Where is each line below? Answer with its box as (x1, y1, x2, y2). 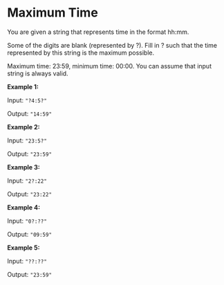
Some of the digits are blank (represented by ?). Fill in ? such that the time (7, 41, 218, 49)
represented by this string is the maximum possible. (7, 48, 155, 57)
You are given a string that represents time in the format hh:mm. (7, 28, 189, 36)
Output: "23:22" (7, 190, 53, 198)
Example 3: (7, 163, 40, 171)
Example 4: (7, 203, 40, 212)
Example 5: (7, 243, 40, 252)
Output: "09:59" (7, 230, 53, 238)
